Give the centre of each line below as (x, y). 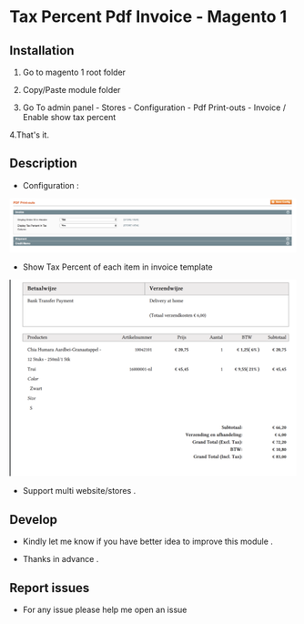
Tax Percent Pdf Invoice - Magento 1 (148, 17)
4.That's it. (30, 135)
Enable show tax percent (69, 117)
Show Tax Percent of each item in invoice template (117, 267)
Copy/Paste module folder (71, 90)
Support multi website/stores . (79, 491)
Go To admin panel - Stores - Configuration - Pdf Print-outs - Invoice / (154, 107)
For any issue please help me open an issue (105, 609)
